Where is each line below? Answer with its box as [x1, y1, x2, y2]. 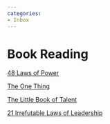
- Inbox [7, 17, 30, 23]
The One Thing [7, 82, 51, 90]
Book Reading [7, 46, 89, 62]
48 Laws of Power [7, 69, 59, 77]
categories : [7, 10, 42, 17]
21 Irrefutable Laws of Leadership [7, 109, 103, 117]
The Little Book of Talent [7, 96, 77, 104]
